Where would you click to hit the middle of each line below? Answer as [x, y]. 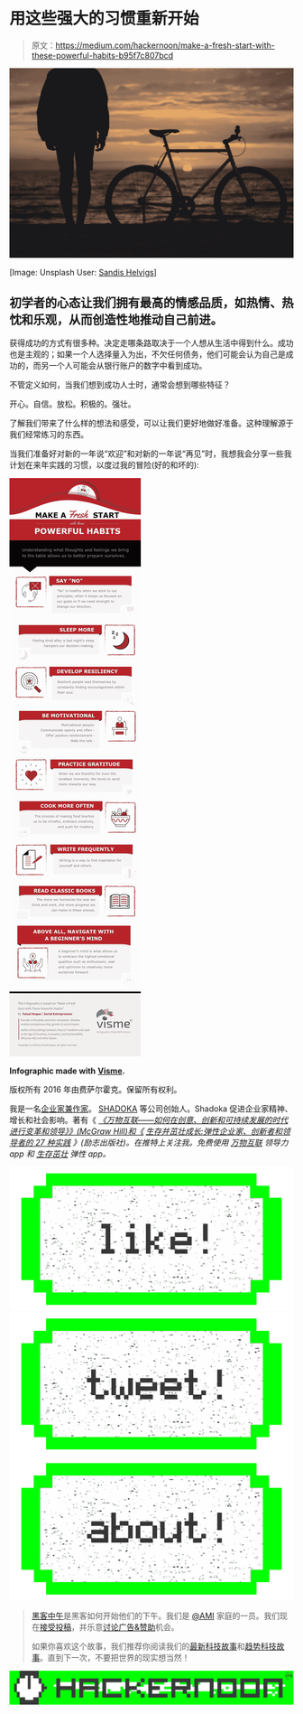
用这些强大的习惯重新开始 [105, 19]
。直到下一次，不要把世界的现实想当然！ [115, 1657]
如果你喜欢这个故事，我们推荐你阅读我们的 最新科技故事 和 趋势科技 [154, 1646]
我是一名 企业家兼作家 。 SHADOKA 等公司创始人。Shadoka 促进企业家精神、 [151, 1109]
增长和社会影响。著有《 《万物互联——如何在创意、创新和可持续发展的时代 [149, 1120]
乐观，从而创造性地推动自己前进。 [128, 320]
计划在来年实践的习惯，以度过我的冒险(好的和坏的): [105, 465]
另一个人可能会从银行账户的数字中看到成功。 [124, 366]
